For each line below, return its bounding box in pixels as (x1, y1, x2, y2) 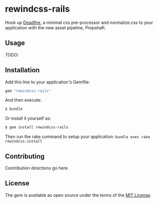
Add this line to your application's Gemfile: (5, 79, 90, 85)
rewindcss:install (5, 139, 42, 144)
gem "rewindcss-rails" (5, 88, 51, 93)
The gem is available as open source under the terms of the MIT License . (5, 192, 152, 198)
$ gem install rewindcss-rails (5, 125, 69, 130)
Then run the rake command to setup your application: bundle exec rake (5, 134, 150, 140)
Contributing (5, 152, 45, 161)
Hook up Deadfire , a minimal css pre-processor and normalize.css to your (5, 20, 153, 25)
